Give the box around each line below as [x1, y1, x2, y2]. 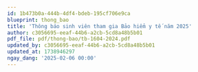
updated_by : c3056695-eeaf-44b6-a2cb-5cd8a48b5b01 [7, 42, 155, 49]
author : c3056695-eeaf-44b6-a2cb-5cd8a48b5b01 [7, 29, 143, 36]
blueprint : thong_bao [7, 16, 69, 23]
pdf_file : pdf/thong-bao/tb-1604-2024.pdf [7, 36, 131, 43]
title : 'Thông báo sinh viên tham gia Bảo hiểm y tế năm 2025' [7, 23, 192, 29]
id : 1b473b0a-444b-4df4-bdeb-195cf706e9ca [7, 10, 131, 17]
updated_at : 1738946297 [7, 49, 76, 56]
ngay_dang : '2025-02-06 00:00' [7, 55, 97, 62]
